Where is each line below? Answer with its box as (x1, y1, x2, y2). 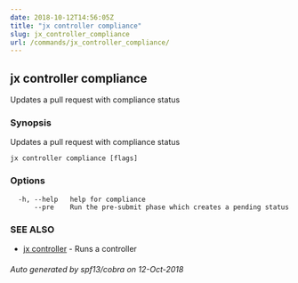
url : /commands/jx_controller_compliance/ (10, 37, 170, 47)
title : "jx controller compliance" (10, 21, 142, 30)
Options (10, 174, 45, 187)
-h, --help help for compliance (18, 195, 146, 204)
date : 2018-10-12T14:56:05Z (10, 12, 115, 22)
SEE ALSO (10, 223, 55, 236)
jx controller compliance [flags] (10, 154, 139, 163)
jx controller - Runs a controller (22, 243, 137, 254)
